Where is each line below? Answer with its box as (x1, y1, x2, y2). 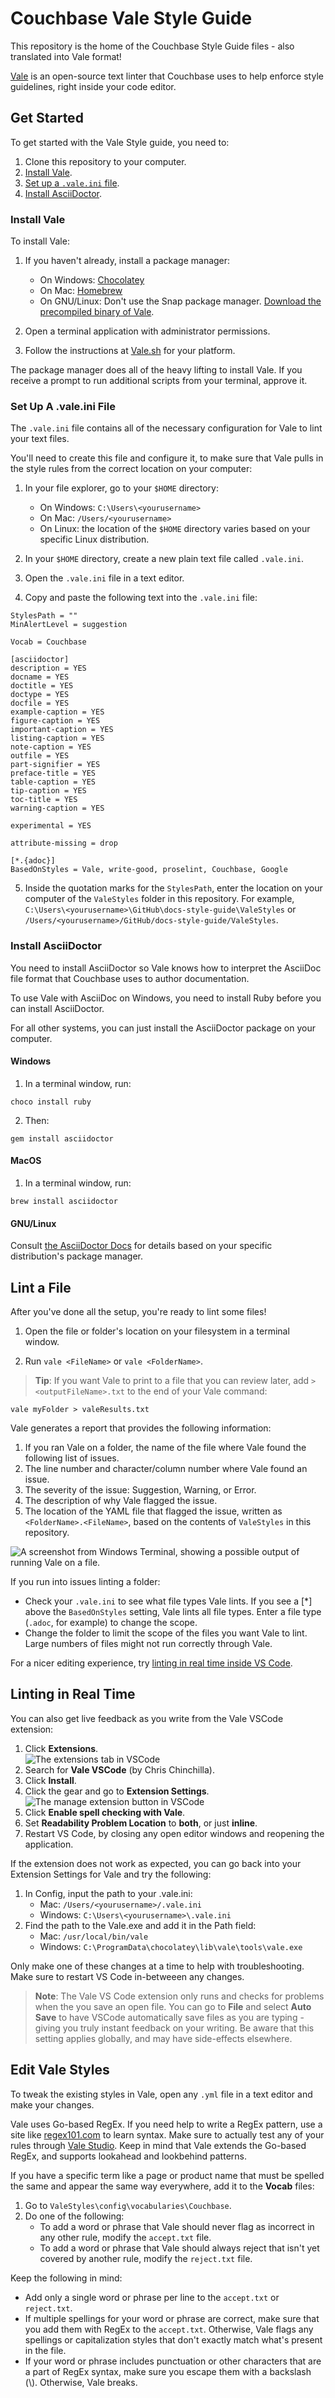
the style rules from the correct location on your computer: (10, 463, 253, 475)
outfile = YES (10, 751, 70, 761)
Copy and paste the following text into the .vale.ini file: (24, 592, 258, 604)
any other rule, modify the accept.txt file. (39, 2231, 212, 2243)
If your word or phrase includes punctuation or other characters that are (24, 2355, 322, 2367)
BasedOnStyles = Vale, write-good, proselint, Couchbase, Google (10, 865, 288, 875)
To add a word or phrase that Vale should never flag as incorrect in (39, 2220, 315, 2232)
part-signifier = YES (10, 760, 101, 770)
